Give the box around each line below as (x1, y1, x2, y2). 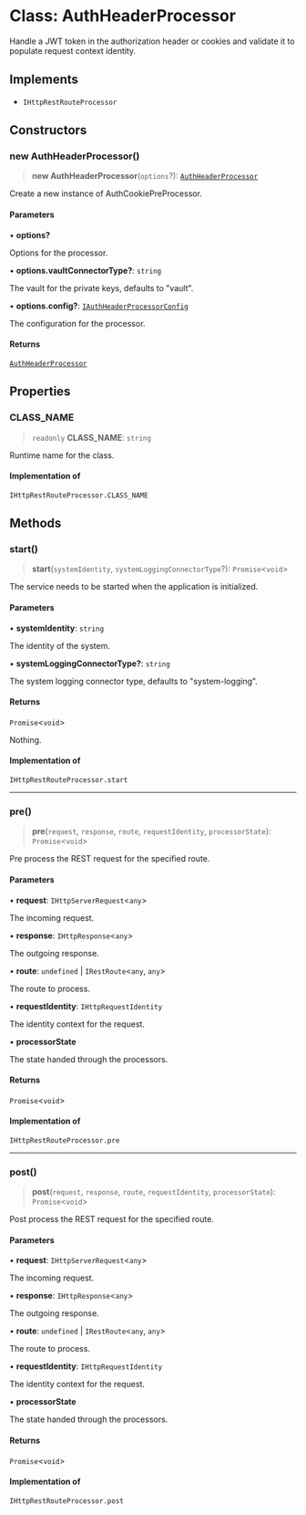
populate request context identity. (9, 45, 137, 56)
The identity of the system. (9, 640, 111, 651)
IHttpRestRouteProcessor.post (9, 1496, 125, 1506)
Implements (9, 72, 79, 88)
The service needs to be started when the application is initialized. (9, 581, 259, 592)
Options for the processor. (9, 247, 108, 258)
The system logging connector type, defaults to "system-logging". (9, 675, 258, 686)
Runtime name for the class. (9, 449, 115, 461)
